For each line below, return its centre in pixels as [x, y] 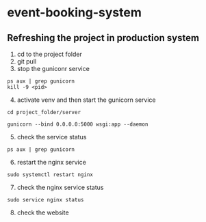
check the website [43, 212]
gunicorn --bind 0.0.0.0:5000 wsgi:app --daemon [78, 124]
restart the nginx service [52, 162]
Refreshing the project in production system [103, 38]
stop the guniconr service [53, 69]
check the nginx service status [60, 187]
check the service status [52, 137]
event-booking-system [74, 13]
